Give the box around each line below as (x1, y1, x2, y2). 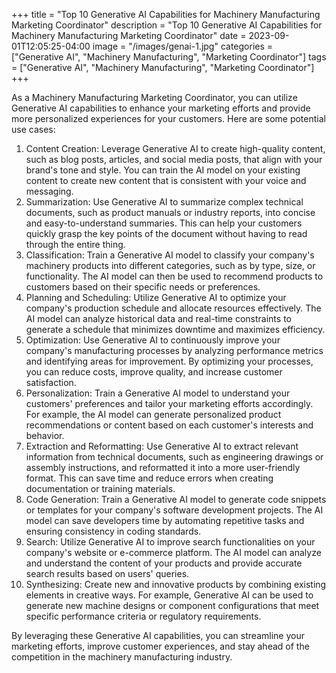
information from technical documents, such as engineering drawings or (25, 451, 324, 463)
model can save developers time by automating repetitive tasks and (25, 515, 305, 526)
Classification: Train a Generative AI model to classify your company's (25, 249, 315, 261)
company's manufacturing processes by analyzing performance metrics (25, 345, 324, 356)
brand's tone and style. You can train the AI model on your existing (25, 164, 301, 176)
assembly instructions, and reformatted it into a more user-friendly (25, 462, 301, 473)
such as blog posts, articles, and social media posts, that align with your (25, 154, 323, 165)
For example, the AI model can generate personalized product (25, 409, 282, 420)
